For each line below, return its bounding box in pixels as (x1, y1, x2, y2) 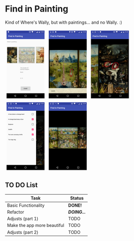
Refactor (7, 209, 24, 215)
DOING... (68, 209, 86, 215)
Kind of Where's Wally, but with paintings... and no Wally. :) (5, 19, 122, 25)
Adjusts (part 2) (7, 229, 39, 235)
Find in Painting (5, 3, 68, 15)
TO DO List (5, 181, 38, 189)
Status (70, 195, 84, 201)
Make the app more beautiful (7, 223, 64, 228)
